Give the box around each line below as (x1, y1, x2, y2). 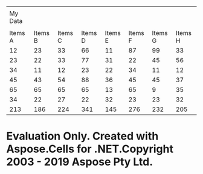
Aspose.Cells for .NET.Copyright (6, 142, 174, 156)
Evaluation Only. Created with (6, 129, 159, 143)
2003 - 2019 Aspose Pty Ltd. (6, 155, 153, 169)
